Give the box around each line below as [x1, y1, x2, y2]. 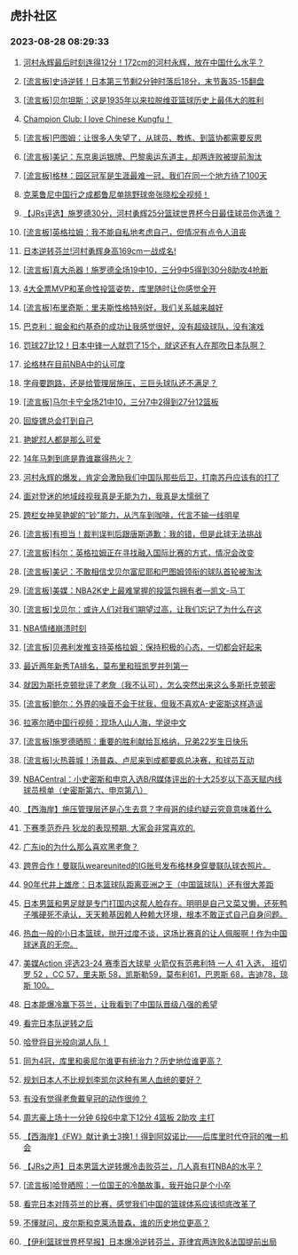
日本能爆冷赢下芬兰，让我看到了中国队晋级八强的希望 [22, 998, 218, 1009]
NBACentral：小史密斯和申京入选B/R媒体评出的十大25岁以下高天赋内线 [22, 773, 283, 784]
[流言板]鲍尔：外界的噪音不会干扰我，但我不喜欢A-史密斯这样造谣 [22, 698, 263, 708]
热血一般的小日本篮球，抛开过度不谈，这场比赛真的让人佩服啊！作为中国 [22, 927, 287, 938]
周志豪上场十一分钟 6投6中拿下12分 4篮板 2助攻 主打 [22, 1112, 216, 1123]
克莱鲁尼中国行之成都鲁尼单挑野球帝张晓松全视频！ [22, 189, 210, 200]
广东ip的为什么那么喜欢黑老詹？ [22, 841, 139, 852]
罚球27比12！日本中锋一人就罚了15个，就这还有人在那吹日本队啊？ [22, 340, 266, 351]
